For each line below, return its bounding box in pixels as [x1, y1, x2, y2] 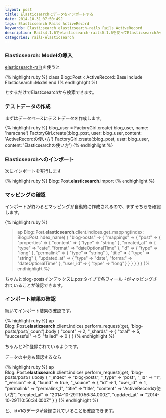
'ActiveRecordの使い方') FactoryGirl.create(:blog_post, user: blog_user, [5, 136, 149, 142]
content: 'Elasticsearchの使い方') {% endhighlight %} [5, 142, 113, 148]
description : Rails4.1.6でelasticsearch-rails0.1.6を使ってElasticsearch [5, 30, 157, 35]
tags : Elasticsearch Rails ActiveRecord [5, 21, 90, 26]
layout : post [5, 7, 32, 12]
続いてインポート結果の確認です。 [5, 308, 74, 314]
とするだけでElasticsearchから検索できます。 [5, 89, 97, 95]
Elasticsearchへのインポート [5, 156, 74, 163]
